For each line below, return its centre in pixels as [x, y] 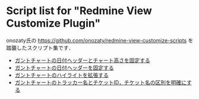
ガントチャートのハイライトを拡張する [61, 75]
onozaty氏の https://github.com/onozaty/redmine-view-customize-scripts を [100, 40]
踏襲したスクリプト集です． [40, 48]
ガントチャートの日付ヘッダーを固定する [64, 67]
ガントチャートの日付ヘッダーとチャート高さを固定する [82, 60]
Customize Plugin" [53, 23]
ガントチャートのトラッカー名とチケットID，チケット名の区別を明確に [101, 82]
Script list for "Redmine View [79, 11]
